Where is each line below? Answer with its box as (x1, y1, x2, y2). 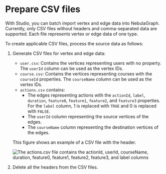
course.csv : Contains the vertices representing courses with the (20, 70, 152, 76)
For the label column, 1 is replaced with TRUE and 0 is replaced (27, 103, 157, 109)
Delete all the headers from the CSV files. (12, 164, 98, 170)
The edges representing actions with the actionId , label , (27, 92, 145, 98)
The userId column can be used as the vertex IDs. (20, 65, 124, 71)
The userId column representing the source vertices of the (27, 113, 149, 119)
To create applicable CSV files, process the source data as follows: (5, 40, 144, 46)
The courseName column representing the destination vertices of (27, 124, 159, 130)
